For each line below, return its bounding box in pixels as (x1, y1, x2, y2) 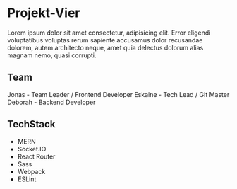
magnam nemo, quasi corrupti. (7, 51, 97, 59)
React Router (17, 152, 56, 161)
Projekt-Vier (7, 5, 80, 21)
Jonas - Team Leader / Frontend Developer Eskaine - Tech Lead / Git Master (7, 90, 230, 98)
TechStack (7, 118, 56, 130)
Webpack (17, 167, 46, 176)
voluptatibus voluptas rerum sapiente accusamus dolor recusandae (7, 35, 203, 44)
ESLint (17, 175, 37, 183)
